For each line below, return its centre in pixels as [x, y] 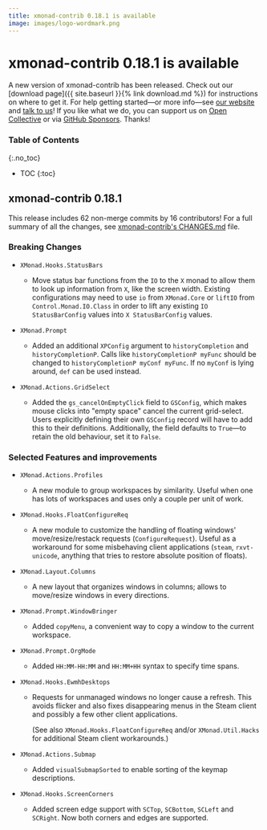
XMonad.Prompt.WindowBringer [69, 611]
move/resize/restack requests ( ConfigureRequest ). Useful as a [134, 538]
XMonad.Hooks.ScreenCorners [67, 795]
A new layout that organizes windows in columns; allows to [129, 587]
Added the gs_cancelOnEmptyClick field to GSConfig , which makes [139, 402]
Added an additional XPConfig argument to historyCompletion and [140, 345]
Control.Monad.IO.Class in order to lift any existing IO [120, 305]
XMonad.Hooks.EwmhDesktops [65, 683]
